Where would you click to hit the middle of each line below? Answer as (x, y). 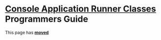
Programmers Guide (47, 19)
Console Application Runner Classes (81, 9)
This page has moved (27, 32)
